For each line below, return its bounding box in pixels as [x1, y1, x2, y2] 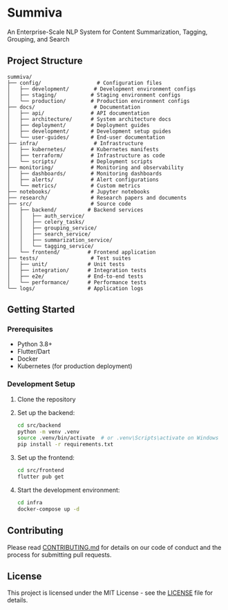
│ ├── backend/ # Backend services [7, 206, 144, 213]
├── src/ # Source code [7, 200, 131, 207]
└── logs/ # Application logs [7, 285, 144, 292]
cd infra [17, 499, 43, 506]
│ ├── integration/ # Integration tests [7, 267, 147, 274]
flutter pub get [17, 473, 64, 481]
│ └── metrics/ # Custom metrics [7, 182, 140, 189]
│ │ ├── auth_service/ [7, 212, 85, 219]
